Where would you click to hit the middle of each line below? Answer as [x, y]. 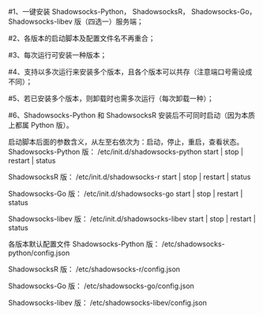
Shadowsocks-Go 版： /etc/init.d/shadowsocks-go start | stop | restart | [126, 193]
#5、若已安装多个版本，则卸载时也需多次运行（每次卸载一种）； [111, 98]
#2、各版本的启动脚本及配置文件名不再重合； [82, 38]
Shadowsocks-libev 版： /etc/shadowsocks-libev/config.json [107, 303]
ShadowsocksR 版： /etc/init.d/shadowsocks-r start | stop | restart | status [130, 177]
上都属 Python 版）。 [41, 125]
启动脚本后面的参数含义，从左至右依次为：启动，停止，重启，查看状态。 [126, 142]
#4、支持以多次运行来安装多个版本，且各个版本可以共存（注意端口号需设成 [130, 72]
